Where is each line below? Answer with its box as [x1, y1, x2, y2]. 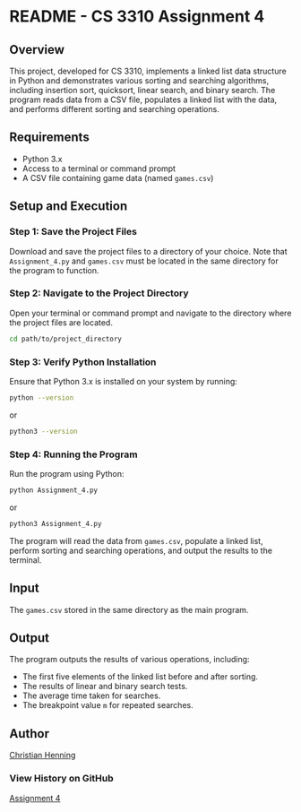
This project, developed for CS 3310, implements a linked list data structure [9, 65, 287, 76]
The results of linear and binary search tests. [21, 681, 188, 692]
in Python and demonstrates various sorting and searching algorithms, [9, 75, 270, 86]
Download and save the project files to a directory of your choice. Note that [9, 246, 288, 256]
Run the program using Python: [9, 469, 125, 479]
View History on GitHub [9, 773, 114, 785]
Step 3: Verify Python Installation [9, 356, 157, 368]
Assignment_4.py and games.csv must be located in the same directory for [9, 255, 279, 266]
